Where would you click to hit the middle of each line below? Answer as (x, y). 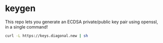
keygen (20, 8)
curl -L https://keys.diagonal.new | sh (47, 36)
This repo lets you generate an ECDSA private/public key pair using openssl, (81, 22)
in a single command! (27, 27)
